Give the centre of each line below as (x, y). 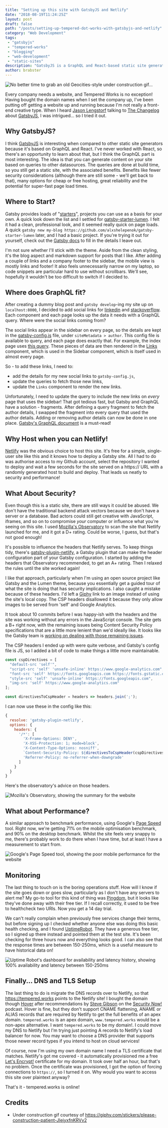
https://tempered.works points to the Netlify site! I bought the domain (76, 998)
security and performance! (33, 478)
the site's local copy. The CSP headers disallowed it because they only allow (84, 600)
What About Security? (40, 493)
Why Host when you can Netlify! (57, 439)
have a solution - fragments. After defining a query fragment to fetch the (80, 407)
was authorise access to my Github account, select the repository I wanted (82, 462)
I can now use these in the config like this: (48, 706)
